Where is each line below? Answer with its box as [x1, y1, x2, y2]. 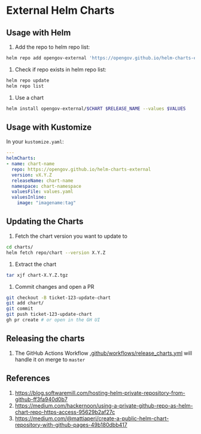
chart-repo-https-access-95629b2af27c [14, 408, 115, 415]
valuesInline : [11, 194, 47, 200]
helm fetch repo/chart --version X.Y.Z [6, 250, 106, 256]
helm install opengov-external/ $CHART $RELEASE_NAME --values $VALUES [6, 106, 186, 112]
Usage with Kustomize [6, 122, 92, 132]
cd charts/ [6, 244, 33, 250]
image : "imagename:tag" [17, 200, 77, 206]
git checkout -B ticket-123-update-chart [6, 295, 111, 301]
